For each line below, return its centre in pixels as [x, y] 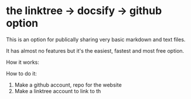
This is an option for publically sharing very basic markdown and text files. [96, 39]
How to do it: [21, 73]
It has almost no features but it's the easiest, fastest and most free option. [95, 50]
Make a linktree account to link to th [58, 91]
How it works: [23, 62]
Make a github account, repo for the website [68, 85]
